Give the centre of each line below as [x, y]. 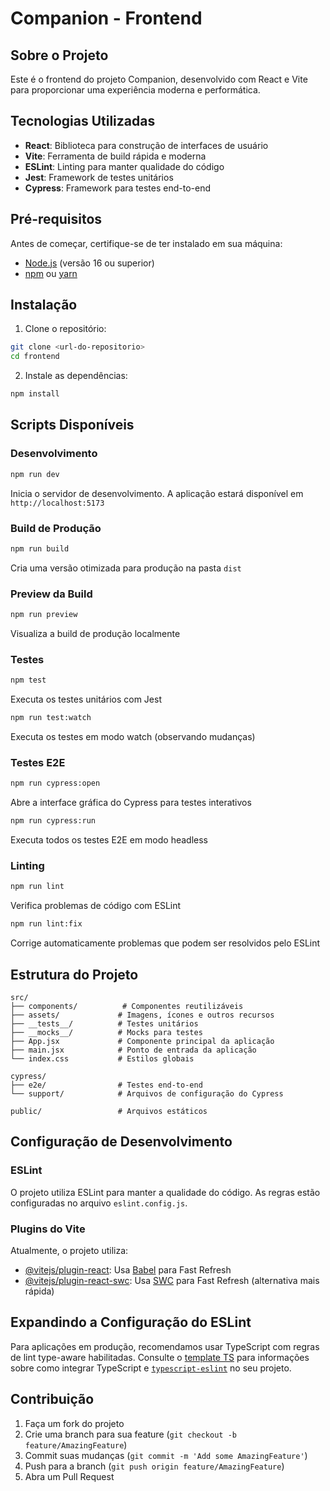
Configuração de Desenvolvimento [121, 1142]
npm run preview [44, 615]
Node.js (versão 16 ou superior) [89, 263]
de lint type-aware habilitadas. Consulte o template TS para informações [160, 1357]
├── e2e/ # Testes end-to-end [106, 1085]
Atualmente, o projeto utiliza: [69, 1250]
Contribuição [52, 1399]
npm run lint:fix [46, 924]
